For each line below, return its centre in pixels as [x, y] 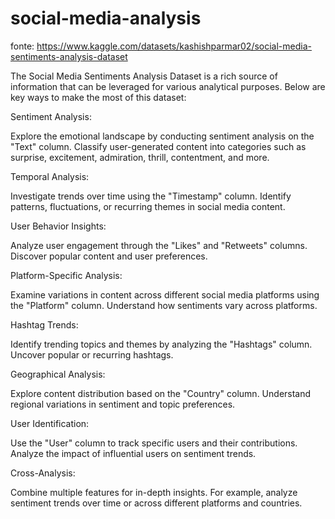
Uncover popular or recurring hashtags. [92, 354]
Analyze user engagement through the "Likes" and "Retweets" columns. [159, 245]
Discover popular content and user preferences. [109, 256]
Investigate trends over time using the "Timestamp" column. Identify [151, 196]
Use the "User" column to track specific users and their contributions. [154, 443]
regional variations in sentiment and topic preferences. [123, 404]
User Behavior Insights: [58, 226]
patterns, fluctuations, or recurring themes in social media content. [148, 206]
